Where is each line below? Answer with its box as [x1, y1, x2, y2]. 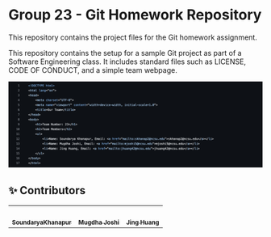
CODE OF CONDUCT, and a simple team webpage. [8, 65, 177, 74]
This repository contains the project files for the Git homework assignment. [8, 32, 258, 42]
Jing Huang [126, 218, 160, 226]
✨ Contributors [8, 184, 86, 197]
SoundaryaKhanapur [11, 218, 72, 226]
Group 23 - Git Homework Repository [8, 6, 262, 24]
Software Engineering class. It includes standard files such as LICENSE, [8, 57, 247, 66]
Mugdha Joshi [77, 218, 119, 226]
